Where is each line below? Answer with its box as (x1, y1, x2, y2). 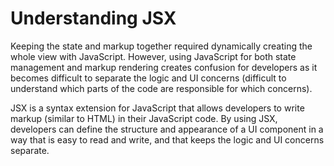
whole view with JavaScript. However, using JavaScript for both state (10, 50, 297, 62)
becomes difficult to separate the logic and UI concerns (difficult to (10, 72, 287, 84)
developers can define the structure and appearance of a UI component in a (10, 123, 324, 135)
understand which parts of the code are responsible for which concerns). (10, 82, 313, 94)
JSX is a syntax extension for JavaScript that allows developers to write (10, 102, 305, 114)
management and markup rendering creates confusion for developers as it (10, 61, 318, 73)
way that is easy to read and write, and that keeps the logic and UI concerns (10, 133, 325, 146)
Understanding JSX (10, 7, 177, 30)
